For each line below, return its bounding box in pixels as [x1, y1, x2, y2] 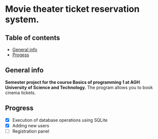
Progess [12, 52, 30, 58]
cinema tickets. [5, 90, 36, 96]
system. [5, 14, 39, 25]
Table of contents [5, 34, 60, 42]
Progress [5, 104, 33, 112]
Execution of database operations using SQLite [12, 117, 108, 123]
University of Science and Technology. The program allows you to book [5, 84, 153, 90]
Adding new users [12, 122, 49, 129]
